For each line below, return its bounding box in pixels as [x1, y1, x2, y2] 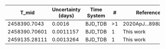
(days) [58, 12, 75, 19]
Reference [136, 9, 161, 16]
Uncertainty [52, 6, 81, 13]
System [86, 12, 106, 19]
